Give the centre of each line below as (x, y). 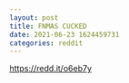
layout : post (34, 18)
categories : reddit (46, 43)
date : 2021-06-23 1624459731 (64, 34)
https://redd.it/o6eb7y (51, 69)
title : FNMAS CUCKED (49, 26)
